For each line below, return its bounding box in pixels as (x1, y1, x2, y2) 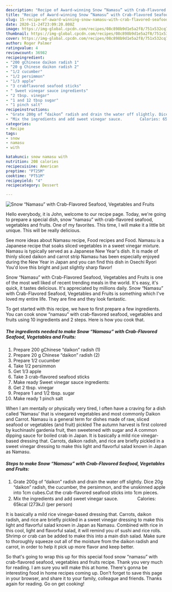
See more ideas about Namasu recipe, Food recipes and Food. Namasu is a (6, 237, 164, 243)
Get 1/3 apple (13, 368, 41, 375)
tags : (6, 131, 17, 136)
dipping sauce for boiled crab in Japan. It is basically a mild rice (6, 432, 140, 439)
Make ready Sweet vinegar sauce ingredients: (13, 379, 110, 385)
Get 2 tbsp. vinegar (13, 385, 54, 391)
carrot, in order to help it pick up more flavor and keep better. (6, 544, 135, 550)
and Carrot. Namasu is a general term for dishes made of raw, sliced (6, 416, 150, 423)
